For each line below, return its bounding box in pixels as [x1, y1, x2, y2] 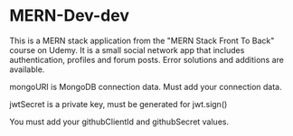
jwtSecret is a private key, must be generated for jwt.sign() [9, 98, 228, 109]
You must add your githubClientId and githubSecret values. [9, 116, 229, 127]
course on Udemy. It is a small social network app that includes [9, 44, 245, 55]
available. [9, 64, 45, 75]
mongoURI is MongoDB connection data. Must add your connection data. [9, 81, 282, 92]
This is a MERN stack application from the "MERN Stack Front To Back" [9, 35, 275, 46]
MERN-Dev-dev [9, 5, 129, 26]
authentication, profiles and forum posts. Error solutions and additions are [9, 54, 285, 65]
